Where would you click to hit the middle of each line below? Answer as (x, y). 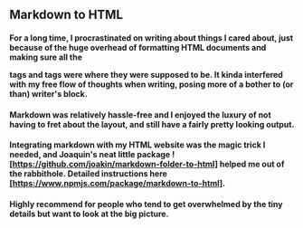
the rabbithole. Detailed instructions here (88, 174)
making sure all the (46, 57)
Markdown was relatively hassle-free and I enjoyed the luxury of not (140, 114)
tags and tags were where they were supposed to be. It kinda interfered (146, 74)
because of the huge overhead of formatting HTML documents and (138, 47)
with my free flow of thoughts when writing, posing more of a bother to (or (151, 84)
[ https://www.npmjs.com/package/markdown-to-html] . (118, 184)
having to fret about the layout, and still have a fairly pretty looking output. (152, 124)
